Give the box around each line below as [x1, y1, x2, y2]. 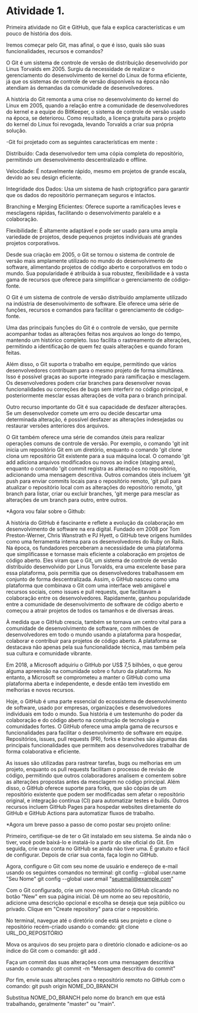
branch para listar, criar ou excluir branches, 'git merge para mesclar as [6, 490, 180, 497]
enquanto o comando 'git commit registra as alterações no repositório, [6, 465, 177, 472]
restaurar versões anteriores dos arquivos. [6, 422, 110, 429]
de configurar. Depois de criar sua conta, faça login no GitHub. [6, 851, 159, 858]
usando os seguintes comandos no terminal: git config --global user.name [6, 869, 186, 876]
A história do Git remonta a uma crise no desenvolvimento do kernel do [6, 96, 179, 103]
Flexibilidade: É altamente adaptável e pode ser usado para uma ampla [6, 227, 178, 234]
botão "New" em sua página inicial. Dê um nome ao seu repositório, [6, 893, 171, 900]
